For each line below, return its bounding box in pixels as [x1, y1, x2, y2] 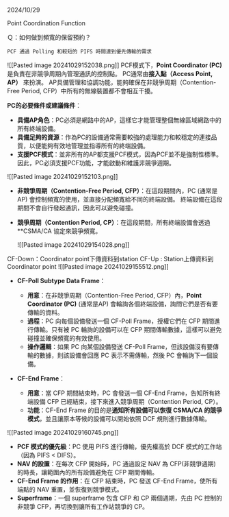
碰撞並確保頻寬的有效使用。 [27, 334, 106, 342]
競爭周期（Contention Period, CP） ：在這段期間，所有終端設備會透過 [16, 219, 211, 226]
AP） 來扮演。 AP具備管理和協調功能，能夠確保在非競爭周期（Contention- [7, 78, 217, 86]
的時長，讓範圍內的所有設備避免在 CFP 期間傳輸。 [16, 468, 159, 476]
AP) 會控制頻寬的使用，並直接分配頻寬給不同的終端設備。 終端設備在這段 [16, 195, 223, 203]
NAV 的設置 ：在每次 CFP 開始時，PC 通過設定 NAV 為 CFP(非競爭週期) [16, 459, 217, 468]
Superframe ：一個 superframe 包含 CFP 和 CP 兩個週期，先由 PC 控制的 [16, 494, 223, 502]
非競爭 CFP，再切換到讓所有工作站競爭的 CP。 [16, 503, 149, 510]
